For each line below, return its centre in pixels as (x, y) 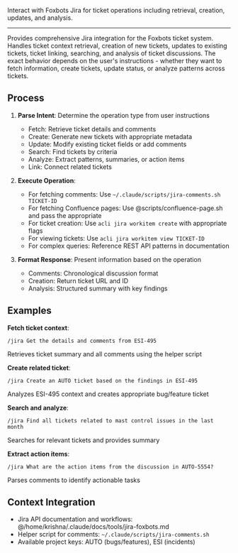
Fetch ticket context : (38, 328)
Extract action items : (38, 454)
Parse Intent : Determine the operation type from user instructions (114, 115)
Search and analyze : (38, 407)
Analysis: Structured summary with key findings (98, 288)
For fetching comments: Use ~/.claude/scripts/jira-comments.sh (124, 194)
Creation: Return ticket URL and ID (78, 280)
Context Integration (51, 502)
